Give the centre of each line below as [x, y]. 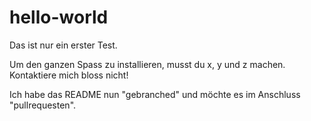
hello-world [59, 17]
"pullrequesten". [43, 105]
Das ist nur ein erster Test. [63, 45]
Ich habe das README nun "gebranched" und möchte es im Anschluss [155, 94]
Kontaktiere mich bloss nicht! [69, 75]
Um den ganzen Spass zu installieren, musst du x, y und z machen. [147, 64]
